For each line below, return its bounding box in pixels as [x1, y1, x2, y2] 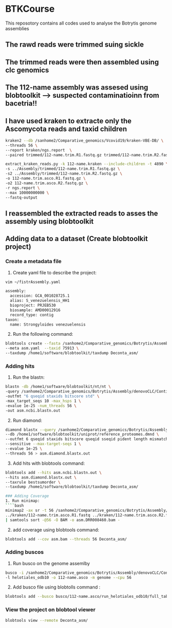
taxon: [5, 317, 19, 322]
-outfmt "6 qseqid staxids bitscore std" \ [5, 394, 100, 399]
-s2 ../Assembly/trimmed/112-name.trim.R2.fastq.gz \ [5, 171, 123, 177]
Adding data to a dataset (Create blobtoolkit [5, 234, 148, 243]
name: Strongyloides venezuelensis [10, 322, 86, 327]
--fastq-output [5, 195, 38, 200]
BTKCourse [5, 3, 55, 15]
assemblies [5, 25, 29, 31]
